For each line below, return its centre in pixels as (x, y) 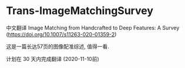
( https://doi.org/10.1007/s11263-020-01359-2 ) (61, 34)
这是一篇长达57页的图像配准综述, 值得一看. (58, 46)
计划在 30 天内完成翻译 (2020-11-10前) (53, 59)
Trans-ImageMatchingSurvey (80, 11)
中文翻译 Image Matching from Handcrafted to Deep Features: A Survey (93, 28)
